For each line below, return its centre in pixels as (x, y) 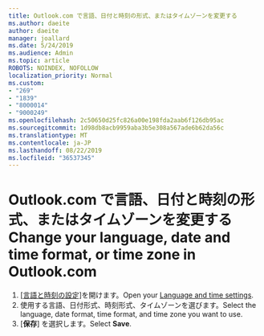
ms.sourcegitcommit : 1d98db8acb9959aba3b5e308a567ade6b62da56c (116, 128)
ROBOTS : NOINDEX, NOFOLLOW (53, 68)
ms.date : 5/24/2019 (41, 46)
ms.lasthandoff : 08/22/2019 (55, 150)
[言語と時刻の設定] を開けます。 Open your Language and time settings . (137, 295)
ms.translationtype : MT (48, 135)
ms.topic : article (39, 61)
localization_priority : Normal (61, 76)
